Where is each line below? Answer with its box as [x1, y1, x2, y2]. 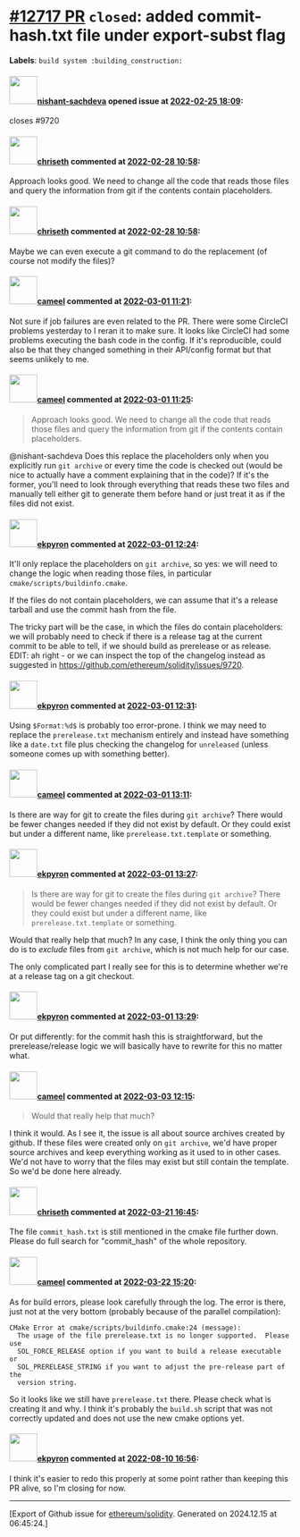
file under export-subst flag [75, 25, 287, 46]
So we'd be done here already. [9, 1166, 122, 1177]
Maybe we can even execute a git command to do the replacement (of [9, 246, 268, 257]
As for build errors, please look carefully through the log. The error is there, [9, 1296, 287, 1307]
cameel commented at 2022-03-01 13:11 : [37, 789, 193, 799]
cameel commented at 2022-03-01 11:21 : [37, 296, 193, 307]
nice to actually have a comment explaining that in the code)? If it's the [9, 469, 270, 480]
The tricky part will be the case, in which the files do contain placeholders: [9, 621, 284, 632]
